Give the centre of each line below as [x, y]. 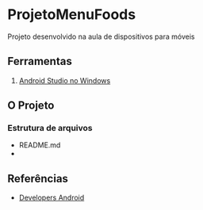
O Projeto [31, 106]
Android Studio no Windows [65, 80]
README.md [40, 145]
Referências [38, 179]
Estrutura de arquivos [50, 128]
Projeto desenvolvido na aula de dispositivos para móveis [101, 36]
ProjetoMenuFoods [72, 15]
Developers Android [52, 198]
